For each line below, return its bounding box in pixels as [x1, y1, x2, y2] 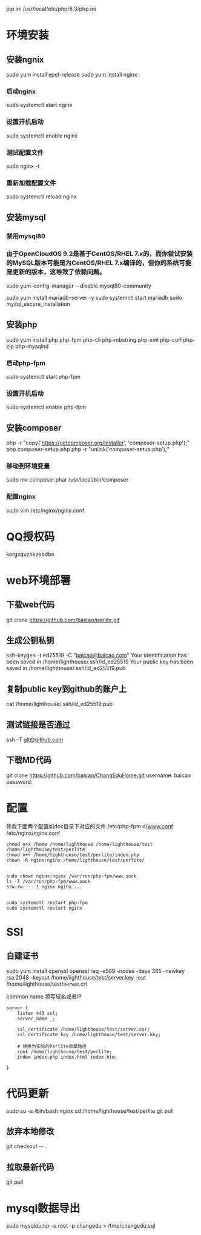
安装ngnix [6, 54, 44, 64]
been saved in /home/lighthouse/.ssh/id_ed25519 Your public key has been [6, 658, 194, 665]
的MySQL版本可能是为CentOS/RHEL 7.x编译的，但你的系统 [6, 258, 179, 267]
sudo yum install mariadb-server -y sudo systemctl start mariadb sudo [6, 294, 183, 301]
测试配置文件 [6, 148, 44, 157]
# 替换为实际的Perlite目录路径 [17, 1043, 87, 1050]
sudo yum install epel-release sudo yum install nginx [6, 71, 137, 78]
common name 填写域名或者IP [6, 992, 82, 1000]
